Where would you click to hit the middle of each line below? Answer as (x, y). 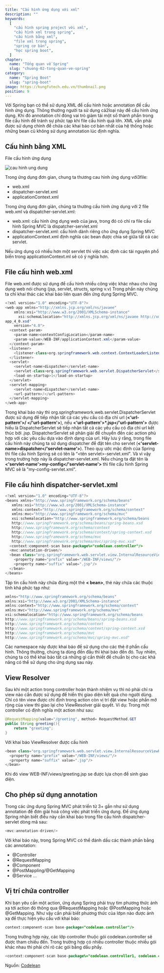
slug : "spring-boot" (30, 82)
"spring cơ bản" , (31, 46)
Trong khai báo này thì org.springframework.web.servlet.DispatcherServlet (80, 412)
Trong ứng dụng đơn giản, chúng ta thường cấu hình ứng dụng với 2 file (77, 207)
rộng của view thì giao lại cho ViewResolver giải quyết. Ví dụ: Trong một (77, 705)
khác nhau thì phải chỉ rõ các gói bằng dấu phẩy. (54, 947)
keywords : (15, 19)
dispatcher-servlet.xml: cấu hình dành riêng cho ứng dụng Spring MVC (83, 232)
